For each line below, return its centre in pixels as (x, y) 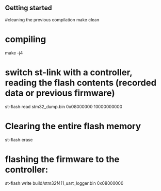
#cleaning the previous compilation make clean (52, 19)
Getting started (29, 8)
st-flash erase (19, 139)
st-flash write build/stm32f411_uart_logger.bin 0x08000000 (64, 183)
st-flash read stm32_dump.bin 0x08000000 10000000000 (64, 106)
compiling (25, 39)
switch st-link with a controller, (69, 72)
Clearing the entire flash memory (73, 126)
